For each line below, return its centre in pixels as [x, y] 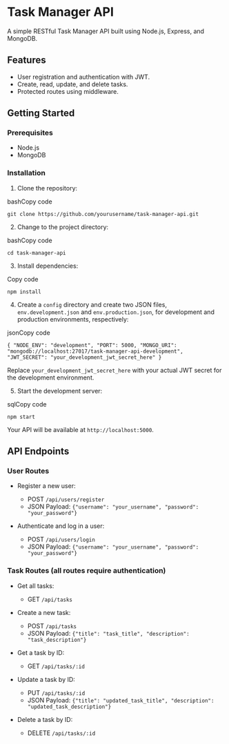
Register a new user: [46, 486]
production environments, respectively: [73, 319]
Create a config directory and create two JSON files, [92, 304]
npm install [24, 292]
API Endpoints [38, 452]
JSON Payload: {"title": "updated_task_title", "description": [121, 700]
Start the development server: [60, 391]
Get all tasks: [36, 586]
